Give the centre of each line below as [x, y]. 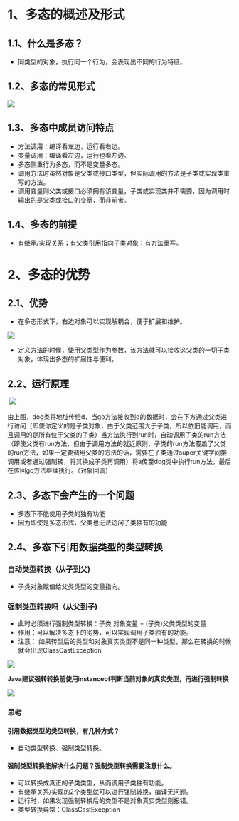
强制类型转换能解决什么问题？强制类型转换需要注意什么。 [91, 765]
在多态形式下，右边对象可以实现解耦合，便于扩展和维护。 [102, 321]
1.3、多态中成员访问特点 [61, 128]
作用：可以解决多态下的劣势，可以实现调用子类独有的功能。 [105, 633]
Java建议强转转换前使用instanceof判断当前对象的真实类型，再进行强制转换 [118, 679]
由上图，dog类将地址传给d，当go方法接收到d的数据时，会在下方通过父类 [114, 417]
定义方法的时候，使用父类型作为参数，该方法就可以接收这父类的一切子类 [123, 350]
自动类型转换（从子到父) [49, 570]
